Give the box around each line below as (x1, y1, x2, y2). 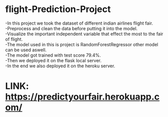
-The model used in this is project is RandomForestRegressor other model (5, 41, 158, 47)
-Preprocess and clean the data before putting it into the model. (5, 25, 138, 31)
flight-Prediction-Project (5, 4, 111, 15)
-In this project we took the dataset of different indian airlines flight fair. (5, 20, 153, 26)
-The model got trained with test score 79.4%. (5, 52, 101, 58)
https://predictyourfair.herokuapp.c (5, 91, 160, 102)
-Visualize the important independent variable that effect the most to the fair (5, 31, 163, 37)
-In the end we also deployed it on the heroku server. (5, 63, 116, 69)
